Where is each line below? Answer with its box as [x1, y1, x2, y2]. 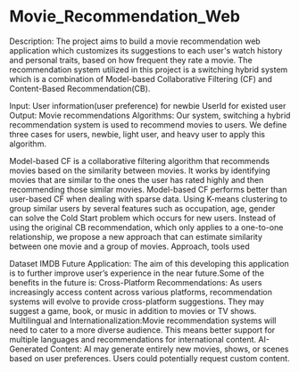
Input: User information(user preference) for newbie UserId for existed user [9, 100, 287, 111]
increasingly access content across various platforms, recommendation [9, 286, 272, 297]
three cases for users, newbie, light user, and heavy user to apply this [9, 128, 266, 139]
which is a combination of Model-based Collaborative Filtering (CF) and [9, 73, 272, 84]
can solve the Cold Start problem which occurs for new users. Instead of [9, 212, 277, 223]
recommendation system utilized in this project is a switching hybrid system [9, 64, 288, 75]
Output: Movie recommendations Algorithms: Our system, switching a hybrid [9, 110, 291, 120]
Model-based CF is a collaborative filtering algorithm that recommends [9, 155, 270, 166]
